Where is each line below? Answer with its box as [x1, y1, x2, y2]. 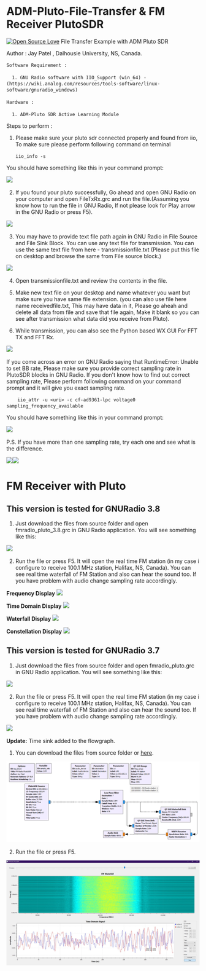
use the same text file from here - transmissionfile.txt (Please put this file [15, 246, 199, 253]
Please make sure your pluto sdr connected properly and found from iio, [15, 134, 198, 141]
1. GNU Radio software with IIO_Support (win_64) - [12, 74, 147, 81]
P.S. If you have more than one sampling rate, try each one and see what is [6, 438, 196, 446]
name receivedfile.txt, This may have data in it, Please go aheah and [15, 302, 188, 309]
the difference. [6, 444, 44, 452]
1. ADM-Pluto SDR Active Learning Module [12, 111, 120, 117]
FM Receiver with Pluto [6, 479, 126, 493]
